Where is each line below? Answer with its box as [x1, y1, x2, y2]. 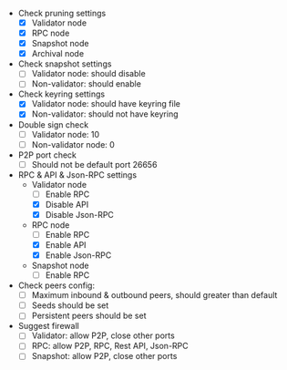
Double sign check [17, 118, 89, 130]
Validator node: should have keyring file [31, 98, 180, 109]
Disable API [45, 199, 89, 210]
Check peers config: [17, 280, 96, 291]
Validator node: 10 [31, 128, 100, 139]
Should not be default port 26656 [31, 159, 158, 170]
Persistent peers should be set [31, 310, 147, 322]
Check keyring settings [17, 88, 106, 99]
